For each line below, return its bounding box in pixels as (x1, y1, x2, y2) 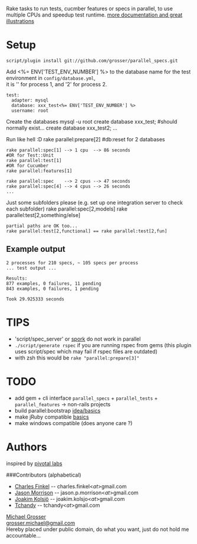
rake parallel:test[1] (6, 157, 62, 163)
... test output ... (6, 265, 57, 271)
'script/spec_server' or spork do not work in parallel (14, 335, 141, 342)
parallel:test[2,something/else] (6, 211, 81, 218)
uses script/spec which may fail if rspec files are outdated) (14, 348, 158, 355)
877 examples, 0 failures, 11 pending (6, 280, 101, 286)
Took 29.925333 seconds (6, 296, 65, 302)
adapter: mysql (11, 97, 49, 103)
